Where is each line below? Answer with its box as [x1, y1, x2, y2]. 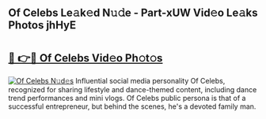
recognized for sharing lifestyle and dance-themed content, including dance [8, 85, 257, 94]
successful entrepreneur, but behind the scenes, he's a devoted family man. [8, 102, 256, 111]
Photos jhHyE [8, 19, 77, 32]
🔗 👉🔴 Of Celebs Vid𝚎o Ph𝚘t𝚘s [8, 51, 163, 65]
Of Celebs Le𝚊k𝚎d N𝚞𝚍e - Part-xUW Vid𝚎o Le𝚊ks [8, 6, 258, 20]
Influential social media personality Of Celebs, [74, 76, 226, 85]
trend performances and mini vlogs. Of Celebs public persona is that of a [8, 94, 246, 102]
